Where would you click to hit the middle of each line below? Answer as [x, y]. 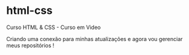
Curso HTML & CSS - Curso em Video [54, 27]
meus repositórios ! [30, 45]
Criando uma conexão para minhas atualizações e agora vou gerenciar [94, 39]
